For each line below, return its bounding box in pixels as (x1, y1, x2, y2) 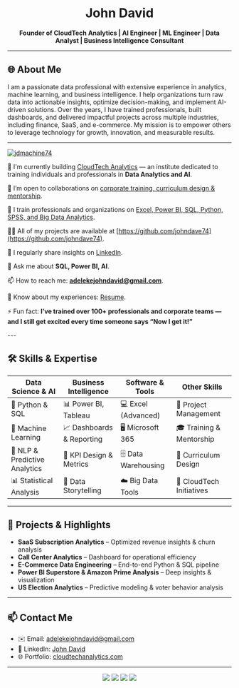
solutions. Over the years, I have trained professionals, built (27, 105, 201, 113)
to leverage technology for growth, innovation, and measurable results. (7, 128, 216, 136)
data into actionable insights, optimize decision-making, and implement (7, 98, 216, 106)
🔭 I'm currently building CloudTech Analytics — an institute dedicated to (7, 162, 218, 171)
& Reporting (63, 434, 103, 444)
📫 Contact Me (7, 612, 73, 624)
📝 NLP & (11, 445, 38, 455)
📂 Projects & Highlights (7, 519, 111, 531)
